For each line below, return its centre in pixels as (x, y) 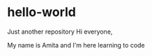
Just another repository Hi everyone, (60, 31)
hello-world (42, 12)
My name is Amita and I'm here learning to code (76, 45)
